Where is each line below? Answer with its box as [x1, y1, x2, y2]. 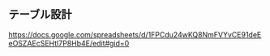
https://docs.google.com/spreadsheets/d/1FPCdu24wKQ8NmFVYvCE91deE [8, 29, 262, 39]
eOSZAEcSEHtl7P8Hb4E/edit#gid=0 [8, 38, 130, 48]
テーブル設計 [8, 7, 72, 22]
